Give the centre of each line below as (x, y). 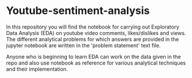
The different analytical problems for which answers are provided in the (92, 39)
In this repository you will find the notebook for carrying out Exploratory (93, 27)
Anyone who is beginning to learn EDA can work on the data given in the (93, 56)
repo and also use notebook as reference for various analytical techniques (96, 63)
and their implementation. (37, 69)
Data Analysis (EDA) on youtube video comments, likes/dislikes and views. (96, 33)
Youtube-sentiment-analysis (78, 11)
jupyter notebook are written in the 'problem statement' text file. (83, 45)
